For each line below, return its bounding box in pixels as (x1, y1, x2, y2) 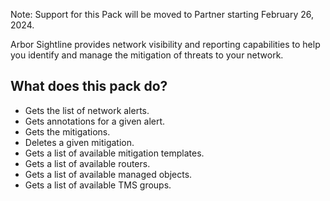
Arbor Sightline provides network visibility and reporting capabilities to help (10, 39, 321, 50)
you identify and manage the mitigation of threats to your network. (10, 49, 284, 61)
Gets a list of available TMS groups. (24, 179, 172, 191)
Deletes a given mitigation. (24, 136, 135, 148)
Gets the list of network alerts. (24, 104, 150, 116)
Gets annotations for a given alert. (24, 115, 166, 127)
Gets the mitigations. (24, 125, 111, 138)
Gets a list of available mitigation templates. (24, 147, 205, 159)
